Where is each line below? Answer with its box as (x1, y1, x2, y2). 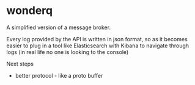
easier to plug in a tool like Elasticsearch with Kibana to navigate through (6, 42, 189, 49)
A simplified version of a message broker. (6, 24, 111, 31)
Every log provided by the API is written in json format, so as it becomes (6, 35, 188, 42)
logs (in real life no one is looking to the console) (6, 48, 129, 55)
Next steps (6, 60, 34, 67)
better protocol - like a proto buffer (15, 72, 103, 79)
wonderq (6, 4, 53, 18)
